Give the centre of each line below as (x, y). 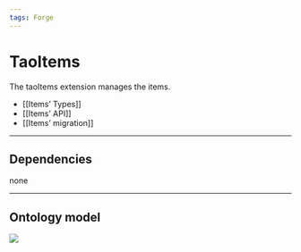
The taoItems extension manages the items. (90, 87)
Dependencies (51, 159)
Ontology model (55, 217)
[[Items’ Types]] (52, 104)
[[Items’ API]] (47, 113)
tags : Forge (31, 17)
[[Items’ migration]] (58, 122)
